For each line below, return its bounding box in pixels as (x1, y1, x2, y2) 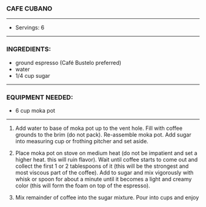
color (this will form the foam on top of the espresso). (15, 182, 150, 189)
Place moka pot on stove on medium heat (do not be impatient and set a (15, 149, 197, 157)
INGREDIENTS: (6, 45, 51, 53)
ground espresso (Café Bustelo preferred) (15, 59, 121, 66)
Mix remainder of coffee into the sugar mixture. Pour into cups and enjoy (15, 194, 199, 201)
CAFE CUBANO (6, 4, 53, 13)
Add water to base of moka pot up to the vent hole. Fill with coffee (15, 124, 183, 132)
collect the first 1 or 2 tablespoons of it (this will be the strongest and (15, 162, 189, 170)
